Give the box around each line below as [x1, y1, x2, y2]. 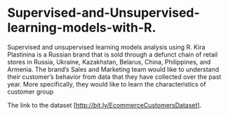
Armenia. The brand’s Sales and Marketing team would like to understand [7, 65, 220, 73]
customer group [7, 87, 54, 96]
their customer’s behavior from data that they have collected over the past [7, 72, 222, 81]
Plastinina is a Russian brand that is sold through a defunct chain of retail [7, 50, 218, 59]
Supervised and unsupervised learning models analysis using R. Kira [7, 43, 206, 51]
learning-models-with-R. [7, 20, 156, 36]
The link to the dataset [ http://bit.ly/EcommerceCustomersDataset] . [7, 101, 202, 109]
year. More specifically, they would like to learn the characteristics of [7, 80, 206, 88]
